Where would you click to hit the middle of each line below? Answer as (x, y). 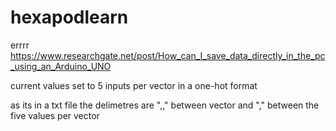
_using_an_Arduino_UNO (61, 66)
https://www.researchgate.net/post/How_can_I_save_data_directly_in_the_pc (168, 55)
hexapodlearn (69, 17)
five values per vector (55, 115)
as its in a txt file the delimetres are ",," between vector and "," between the (165, 105)
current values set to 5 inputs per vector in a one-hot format (134, 85)
